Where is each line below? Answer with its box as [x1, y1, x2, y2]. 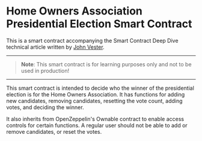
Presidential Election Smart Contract [6, 17, 192, 31]
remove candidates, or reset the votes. [6, 128, 102, 135]
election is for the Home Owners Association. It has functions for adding [6, 90, 185, 98]
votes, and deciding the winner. [6, 104, 84, 111]
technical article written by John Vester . [6, 43, 105, 51]
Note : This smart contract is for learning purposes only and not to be [20, 60, 192, 67]
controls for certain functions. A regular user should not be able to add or [6, 122, 188, 129]
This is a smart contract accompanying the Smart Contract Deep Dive [6, 37, 179, 44]
